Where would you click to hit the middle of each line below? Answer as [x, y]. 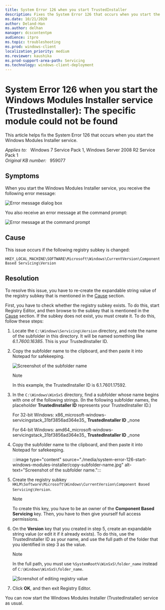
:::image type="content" [37, 459]
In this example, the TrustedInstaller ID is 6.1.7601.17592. [69, 385]
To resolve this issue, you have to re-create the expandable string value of [81, 290]
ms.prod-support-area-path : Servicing [45, 61]
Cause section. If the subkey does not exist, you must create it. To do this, [80, 316]
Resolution [22, 278]
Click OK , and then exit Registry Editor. [52, 588]
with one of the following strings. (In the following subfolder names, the [85, 400]
